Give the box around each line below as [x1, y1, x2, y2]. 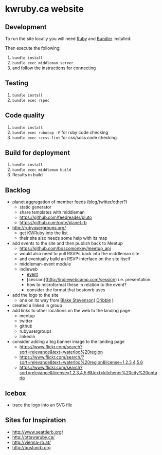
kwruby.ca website [5, 3, 84, 15]
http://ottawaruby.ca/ [12, 434, 55, 440]
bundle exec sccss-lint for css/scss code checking [12, 134, 117, 140]
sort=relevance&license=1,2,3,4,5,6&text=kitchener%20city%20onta [19, 370, 157, 376]
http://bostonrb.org [12, 444, 51, 450]
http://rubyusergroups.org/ [12, 225, 66, 231]
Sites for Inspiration [5, 416, 66, 424]
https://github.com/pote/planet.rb [19, 220, 87, 226]
